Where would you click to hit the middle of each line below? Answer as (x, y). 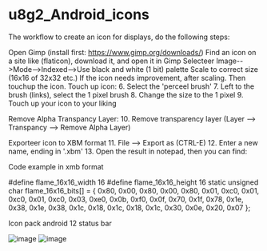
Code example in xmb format (56, 166)
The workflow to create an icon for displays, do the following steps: (119, 37)
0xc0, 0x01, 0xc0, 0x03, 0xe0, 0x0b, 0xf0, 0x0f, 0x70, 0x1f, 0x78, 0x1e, (126, 199)
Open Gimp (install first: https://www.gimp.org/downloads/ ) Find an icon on (132, 52)
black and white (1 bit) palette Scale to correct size (175, 69)
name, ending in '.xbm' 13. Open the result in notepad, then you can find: (128, 151)
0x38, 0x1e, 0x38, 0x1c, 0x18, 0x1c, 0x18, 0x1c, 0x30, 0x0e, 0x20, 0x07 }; (130, 207)
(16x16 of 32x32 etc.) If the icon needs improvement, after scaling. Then (127, 78)
